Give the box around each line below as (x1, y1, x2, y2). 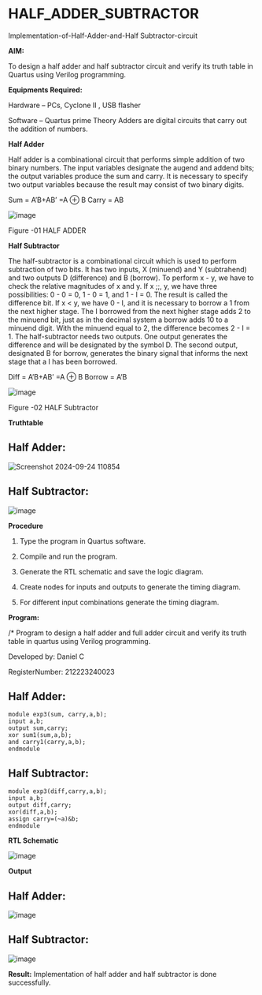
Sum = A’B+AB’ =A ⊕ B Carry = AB (8, 195, 124, 204)
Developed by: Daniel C (8, 652, 85, 661)
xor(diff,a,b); (8, 808, 58, 817)
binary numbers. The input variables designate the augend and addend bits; (8, 163, 254, 172)
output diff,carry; (8, 802, 72, 810)
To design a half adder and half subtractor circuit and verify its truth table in (8, 61, 253, 71)
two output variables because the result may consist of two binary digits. (8, 179, 245, 189)
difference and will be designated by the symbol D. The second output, (8, 340, 238, 350)
